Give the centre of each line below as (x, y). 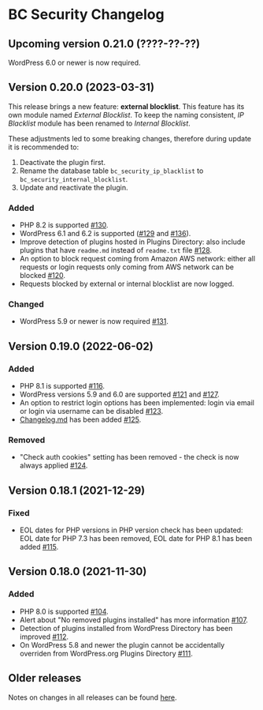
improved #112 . (44, 637)
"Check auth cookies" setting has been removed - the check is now (129, 457)
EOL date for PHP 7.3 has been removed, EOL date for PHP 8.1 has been (136, 539)
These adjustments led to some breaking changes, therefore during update (130, 138)
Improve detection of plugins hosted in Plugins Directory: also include (132, 242)
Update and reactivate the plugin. (74, 187)
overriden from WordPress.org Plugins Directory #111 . (106, 653)
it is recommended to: (44, 147)
